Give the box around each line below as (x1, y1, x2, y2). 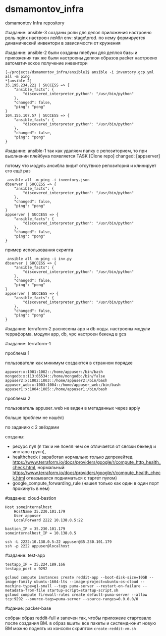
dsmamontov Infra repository (5, 20, 64, 26)
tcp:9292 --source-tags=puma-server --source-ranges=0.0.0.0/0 (5, 596, 139, 601)
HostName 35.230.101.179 (14, 509, 65, 514)
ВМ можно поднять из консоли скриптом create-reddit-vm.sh (5, 625, 136, 631)
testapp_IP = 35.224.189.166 (5, 562, 65, 567)
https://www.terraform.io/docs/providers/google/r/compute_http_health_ (12, 459, 161, 465)
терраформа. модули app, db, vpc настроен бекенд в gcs (5, 331, 126, 337)
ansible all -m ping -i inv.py (7, 256, 72, 261)
